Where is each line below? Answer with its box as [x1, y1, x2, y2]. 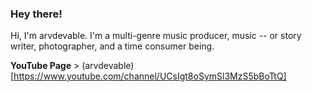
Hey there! [10, 7, 63, 21]
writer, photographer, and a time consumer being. [10, 40, 215, 52]
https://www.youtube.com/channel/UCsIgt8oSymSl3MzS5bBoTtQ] [13, 70, 287, 82]
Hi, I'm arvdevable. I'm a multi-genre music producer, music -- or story [10, 30, 302, 42]
